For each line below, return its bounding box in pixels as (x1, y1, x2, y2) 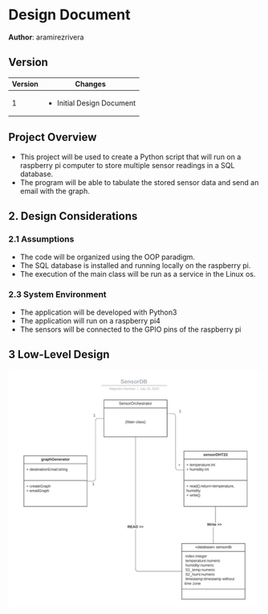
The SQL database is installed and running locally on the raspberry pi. (19, 260, 251, 270)
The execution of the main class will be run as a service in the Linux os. (19, 269, 256, 278)
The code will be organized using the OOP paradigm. (19, 252, 195, 262)
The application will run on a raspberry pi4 (19, 315, 160, 325)
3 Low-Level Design (8, 348, 110, 361)
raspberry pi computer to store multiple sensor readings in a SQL (19, 160, 235, 170)
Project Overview (8, 130, 97, 144)
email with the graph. (19, 186, 91, 196)
